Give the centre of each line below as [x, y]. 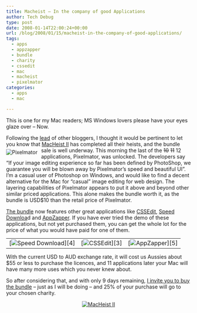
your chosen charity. [31, 293]
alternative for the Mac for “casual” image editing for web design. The [90, 181]
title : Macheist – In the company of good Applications [76, 11]
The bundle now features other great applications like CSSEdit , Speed [90, 211]
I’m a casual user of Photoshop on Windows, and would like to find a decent [98, 175]
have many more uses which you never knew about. [69, 269]
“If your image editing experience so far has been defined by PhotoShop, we [98, 163]
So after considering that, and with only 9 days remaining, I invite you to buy [98, 280]
